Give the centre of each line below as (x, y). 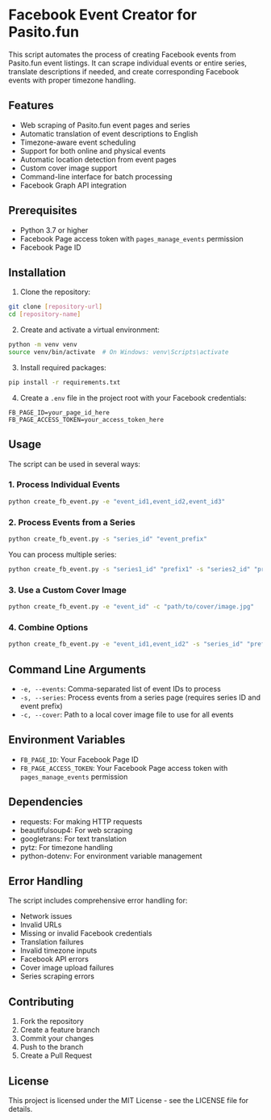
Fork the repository (52, 1021)
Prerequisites (43, 211)
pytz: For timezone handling (66, 847)
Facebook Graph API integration (73, 185)
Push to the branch (52, 1047)
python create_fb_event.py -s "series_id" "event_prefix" (108, 539)
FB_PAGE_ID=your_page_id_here (59, 413)
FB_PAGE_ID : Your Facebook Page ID (79, 759)
